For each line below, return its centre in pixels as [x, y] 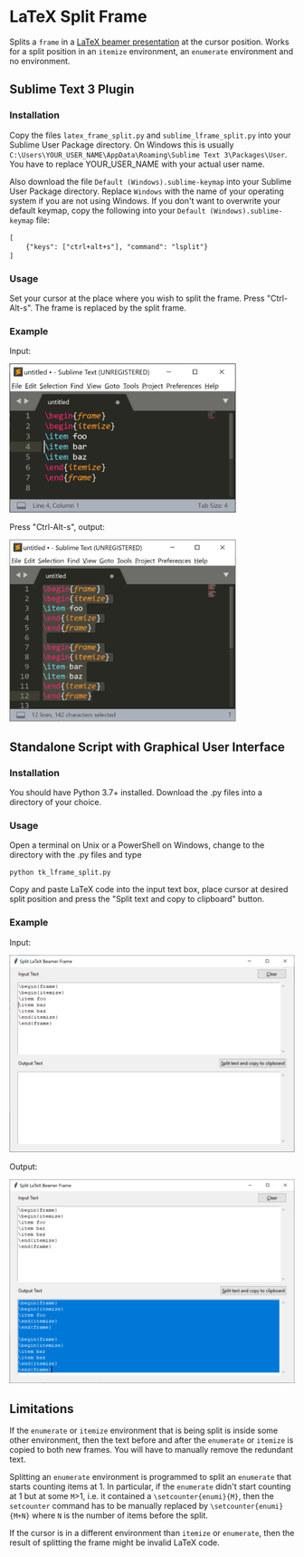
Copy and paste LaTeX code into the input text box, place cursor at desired [149, 889]
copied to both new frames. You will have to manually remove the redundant [152, 1450]
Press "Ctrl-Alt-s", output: [57, 526]
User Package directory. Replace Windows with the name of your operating [147, 191]
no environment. [40, 61]
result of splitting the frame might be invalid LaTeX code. [114, 1543]
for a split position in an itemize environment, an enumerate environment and [152, 51]
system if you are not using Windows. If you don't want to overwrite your [145, 200]
